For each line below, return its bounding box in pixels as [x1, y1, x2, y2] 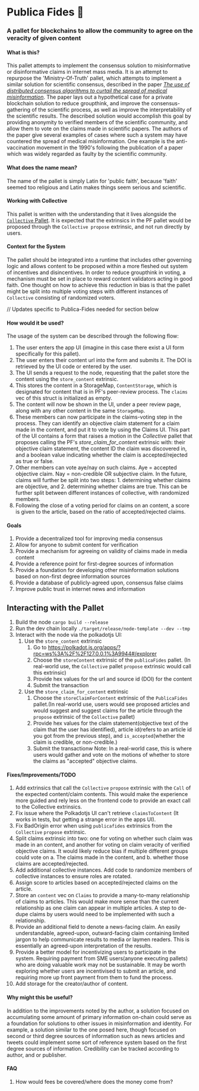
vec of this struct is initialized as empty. [15, 395, 112, 402]
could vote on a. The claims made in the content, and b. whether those [15, 854, 189, 861]
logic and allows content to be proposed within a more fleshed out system [7, 262, 188, 269]
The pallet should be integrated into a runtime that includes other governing [7, 256, 192, 263]
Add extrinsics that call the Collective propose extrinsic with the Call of [15, 784, 191, 791]
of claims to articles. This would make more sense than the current [15, 898, 179, 906]
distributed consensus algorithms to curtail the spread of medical [7, 87, 168, 95]
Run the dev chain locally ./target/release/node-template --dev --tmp [15, 625, 191, 632]
